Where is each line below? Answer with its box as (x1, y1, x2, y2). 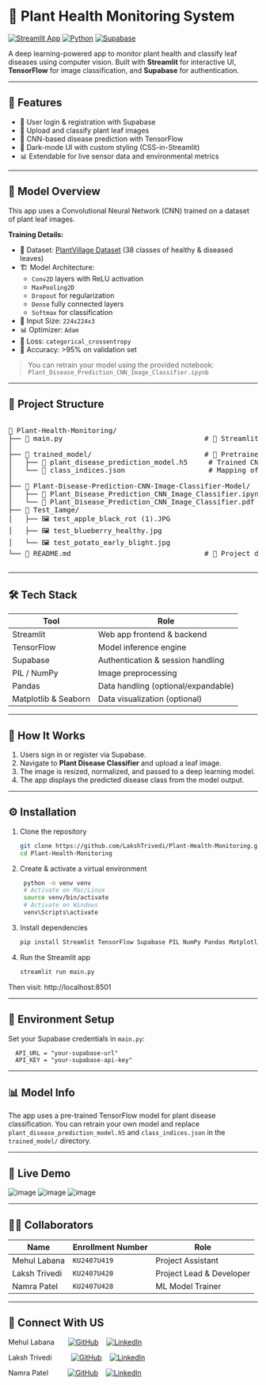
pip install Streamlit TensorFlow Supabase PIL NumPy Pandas (19, 938, 226, 946)
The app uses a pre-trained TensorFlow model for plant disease (8, 1111, 216, 1121)
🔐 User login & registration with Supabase (19, 117, 156, 126)
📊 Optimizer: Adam (19, 324, 79, 334)
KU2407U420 (72, 1268, 114, 1278)
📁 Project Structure (8, 397, 104, 411)
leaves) (19, 253, 44, 263)
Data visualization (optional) (97, 693, 203, 704)
